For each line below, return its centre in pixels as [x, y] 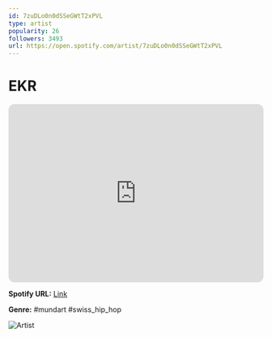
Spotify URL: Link [38, 294]
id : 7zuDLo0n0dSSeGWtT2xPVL [56, 16]
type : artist [30, 23]
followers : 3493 [36, 38]
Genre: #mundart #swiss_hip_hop [65, 309]
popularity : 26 [34, 31]
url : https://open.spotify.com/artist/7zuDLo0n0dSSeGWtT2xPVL [115, 46]
